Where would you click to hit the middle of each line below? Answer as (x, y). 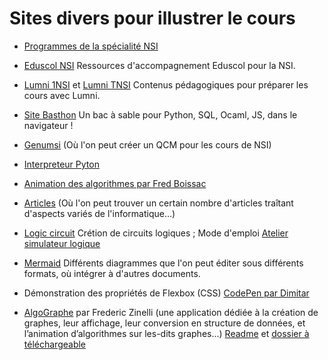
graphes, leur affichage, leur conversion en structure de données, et (164, 323)
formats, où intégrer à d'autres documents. (112, 273)
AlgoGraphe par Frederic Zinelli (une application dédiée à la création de (171, 312)
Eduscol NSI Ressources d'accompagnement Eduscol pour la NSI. (159, 65)
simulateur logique (62, 243)
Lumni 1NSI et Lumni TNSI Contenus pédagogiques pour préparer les (166, 84)
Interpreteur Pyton (61, 164)
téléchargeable (55, 344)
